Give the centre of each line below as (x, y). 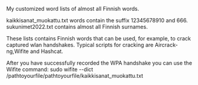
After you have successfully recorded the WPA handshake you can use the (99, 63)
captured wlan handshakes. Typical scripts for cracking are (80, 45)
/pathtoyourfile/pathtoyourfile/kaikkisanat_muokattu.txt (75, 76)
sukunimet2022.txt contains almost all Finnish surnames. (77, 27)
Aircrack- (166, 45)
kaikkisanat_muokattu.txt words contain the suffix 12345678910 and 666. (97, 20)
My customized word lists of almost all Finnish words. (73, 9)
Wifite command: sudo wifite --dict (50, 69)
